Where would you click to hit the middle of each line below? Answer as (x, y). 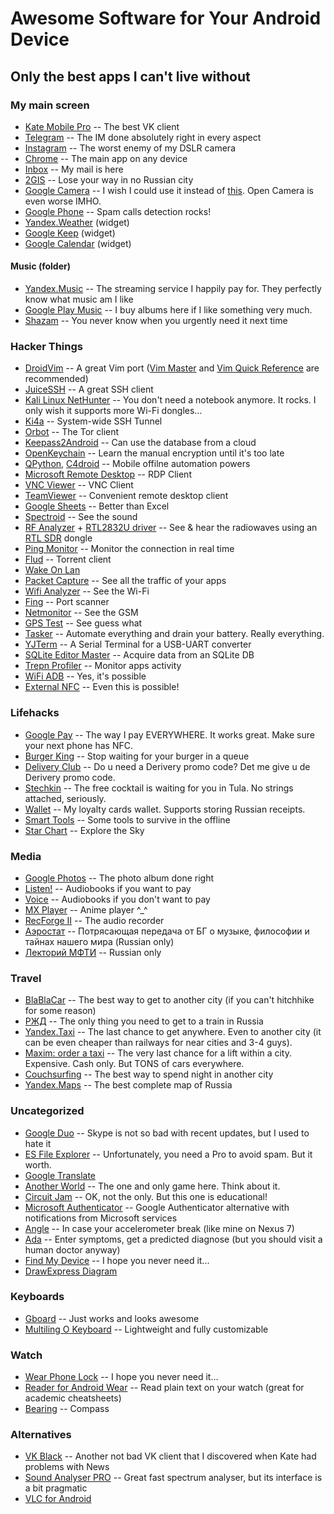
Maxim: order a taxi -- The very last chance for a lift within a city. (158, 1053)
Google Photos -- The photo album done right (119, 878)
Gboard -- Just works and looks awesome (112, 1318)
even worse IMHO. (63, 201)
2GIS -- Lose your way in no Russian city (109, 179)
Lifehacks (35, 713)
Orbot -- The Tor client (72, 432)
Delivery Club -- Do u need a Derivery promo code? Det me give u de (167, 766)
